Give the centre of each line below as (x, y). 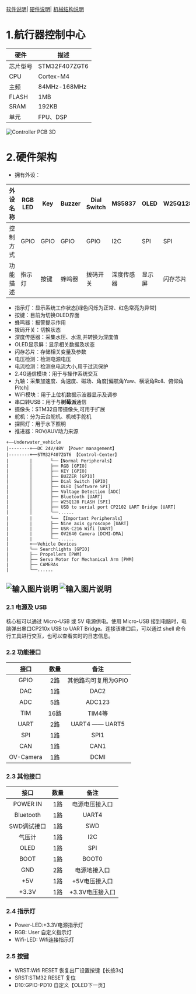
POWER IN (28, 804)
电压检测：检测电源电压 (43, 359)
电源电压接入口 (92, 804)
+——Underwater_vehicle (34, 442)
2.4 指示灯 (21, 911)
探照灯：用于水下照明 (40, 424)
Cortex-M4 (54, 76)
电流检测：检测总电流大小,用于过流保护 (61, 366)
